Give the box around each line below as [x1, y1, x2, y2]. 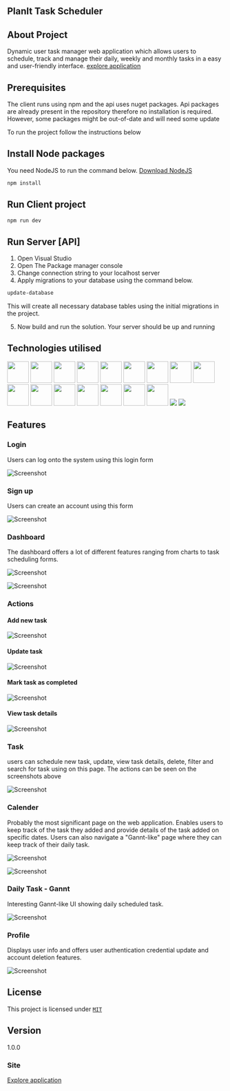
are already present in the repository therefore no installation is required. [7, 107, 213, 116]
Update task [7, 647, 43, 655]
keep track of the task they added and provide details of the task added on [7, 826, 219, 834]
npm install [7, 179, 41, 187]
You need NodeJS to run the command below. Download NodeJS [7, 166, 193, 174]
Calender [7, 802, 39, 812]
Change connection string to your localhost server [17, 269, 160, 278]
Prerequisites [7, 82, 66, 94]
